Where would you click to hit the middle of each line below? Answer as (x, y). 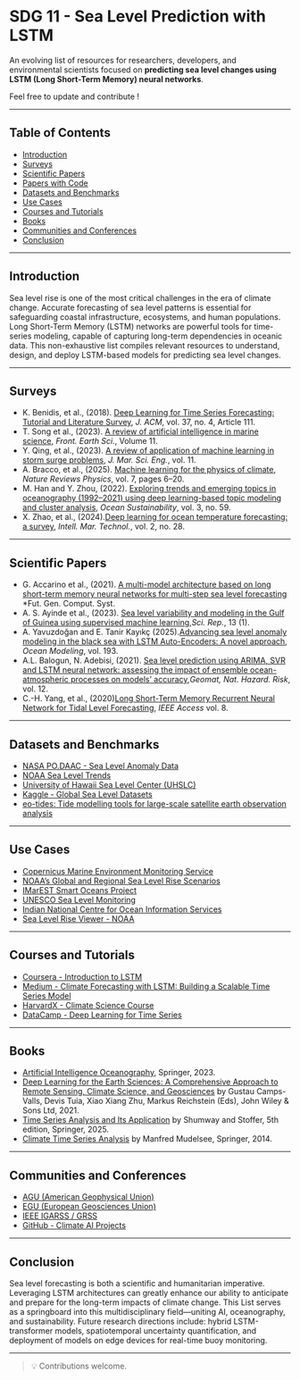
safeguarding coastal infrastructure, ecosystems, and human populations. (145, 317)
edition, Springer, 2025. (66, 1129)
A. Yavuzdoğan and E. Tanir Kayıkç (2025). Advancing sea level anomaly (154, 632)
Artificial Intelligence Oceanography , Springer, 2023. (119, 1073)
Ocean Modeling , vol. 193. (70, 651)
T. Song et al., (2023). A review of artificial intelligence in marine (140, 431)
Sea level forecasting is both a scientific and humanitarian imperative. (137, 1284)
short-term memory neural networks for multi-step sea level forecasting (154, 594)
